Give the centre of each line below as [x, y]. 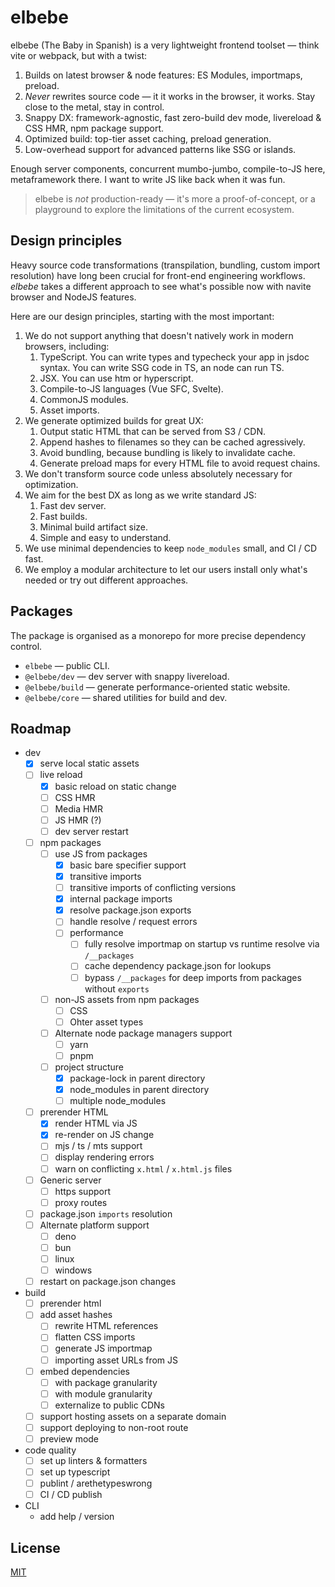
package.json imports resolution [106, 1213]
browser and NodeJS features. [73, 297]
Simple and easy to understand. [105, 537]
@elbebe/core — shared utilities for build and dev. [126, 697]
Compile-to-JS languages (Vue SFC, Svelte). [131, 388]
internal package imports [121, 899]
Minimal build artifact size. [94, 527]
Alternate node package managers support [143, 1033]
